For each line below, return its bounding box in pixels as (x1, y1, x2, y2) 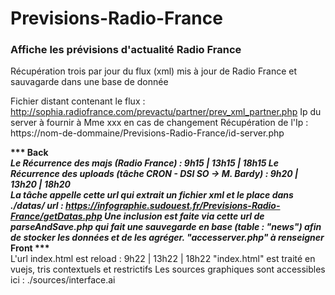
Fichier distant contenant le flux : (10, 95, 146, 107)
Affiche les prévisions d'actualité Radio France (10, 43, 242, 57)
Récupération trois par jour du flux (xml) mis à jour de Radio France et (10, 65, 298, 77)
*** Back (10, 147, 49, 159)
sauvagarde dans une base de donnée (10, 76, 169, 88)
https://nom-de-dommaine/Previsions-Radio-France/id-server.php (10, 127, 285, 139)
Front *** (10, 242, 50, 254)
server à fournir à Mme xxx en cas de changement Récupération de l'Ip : (10, 117, 309, 129)
